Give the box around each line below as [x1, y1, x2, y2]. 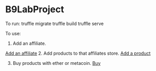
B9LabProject [5, 4, 64, 15]
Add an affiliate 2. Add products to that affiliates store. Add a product [5, 50, 151, 56]
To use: [5, 30, 21, 36]
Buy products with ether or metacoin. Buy [12, 60, 101, 66]
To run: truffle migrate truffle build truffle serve [5, 20, 104, 27]
